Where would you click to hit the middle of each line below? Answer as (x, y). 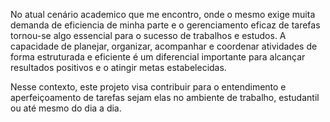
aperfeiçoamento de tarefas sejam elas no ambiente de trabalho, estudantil (165, 97)
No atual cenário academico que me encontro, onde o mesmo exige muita (163, 14)
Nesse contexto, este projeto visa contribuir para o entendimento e (148, 87)
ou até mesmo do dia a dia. (66, 108)
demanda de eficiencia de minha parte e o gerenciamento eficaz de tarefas (165, 25)
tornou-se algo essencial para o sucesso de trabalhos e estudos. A (148, 35)
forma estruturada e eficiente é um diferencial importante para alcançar (158, 57)
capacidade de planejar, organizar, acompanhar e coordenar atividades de (164, 46)
